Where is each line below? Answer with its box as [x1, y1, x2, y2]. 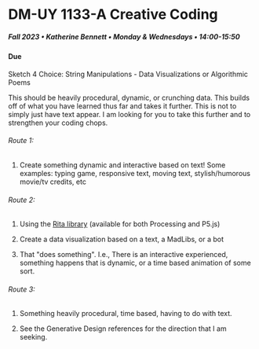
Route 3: [8, 285, 35, 294]
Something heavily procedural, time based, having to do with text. [19, 309, 233, 318]
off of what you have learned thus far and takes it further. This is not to [8, 101, 237, 111]
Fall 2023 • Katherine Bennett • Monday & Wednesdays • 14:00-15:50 [8, 31, 241, 41]
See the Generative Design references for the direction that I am [19, 324, 227, 333]
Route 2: [8, 195, 35, 204]
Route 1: [8, 136, 34, 145]
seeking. [19, 332, 48, 342]
